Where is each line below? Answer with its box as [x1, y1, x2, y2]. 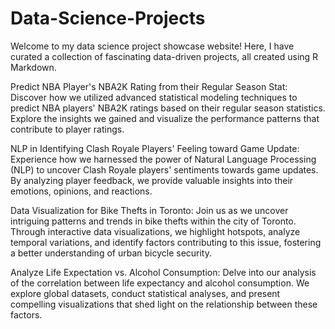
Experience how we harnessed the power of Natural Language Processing [10, 153, 317, 165]
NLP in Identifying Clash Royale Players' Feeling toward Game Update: [10, 142, 300, 154]
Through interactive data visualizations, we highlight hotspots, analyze [10, 225, 301, 237]
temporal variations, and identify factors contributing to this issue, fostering [10, 236, 322, 248]
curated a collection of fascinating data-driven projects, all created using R [10, 50, 319, 62]
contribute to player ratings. [10, 123, 125, 135]
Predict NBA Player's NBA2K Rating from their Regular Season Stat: [10, 80, 288, 92]
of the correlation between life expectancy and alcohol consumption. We [10, 277, 310, 289]
